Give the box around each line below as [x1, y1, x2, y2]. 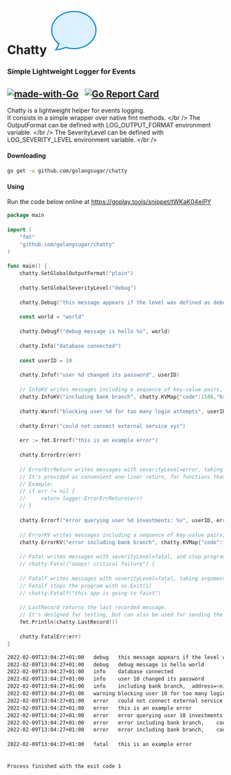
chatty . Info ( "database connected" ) [19, 342, 122, 349]
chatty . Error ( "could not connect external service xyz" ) [19, 422, 186, 429]
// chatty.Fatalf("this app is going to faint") [19, 590, 162, 597]
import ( [7, 226, 32, 233]
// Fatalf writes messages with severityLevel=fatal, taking [19, 575, 198, 582]
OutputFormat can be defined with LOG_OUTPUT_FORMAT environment [7, 121, 211, 129]
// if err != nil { [19, 488, 76, 495]
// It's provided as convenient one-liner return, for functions [19, 473, 211, 480]
